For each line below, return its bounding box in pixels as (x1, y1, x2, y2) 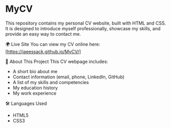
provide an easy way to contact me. (5, 31, 81, 37)
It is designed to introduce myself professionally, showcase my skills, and (5, 25, 161, 31)
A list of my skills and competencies (12, 79, 89, 85)
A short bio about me (12, 68, 58, 74)
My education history (12, 84, 58, 91)
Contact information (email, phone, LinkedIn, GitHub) (12, 74, 125, 80)
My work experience (12, 90, 56, 96)
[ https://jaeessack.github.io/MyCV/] (5, 48, 81, 54)
